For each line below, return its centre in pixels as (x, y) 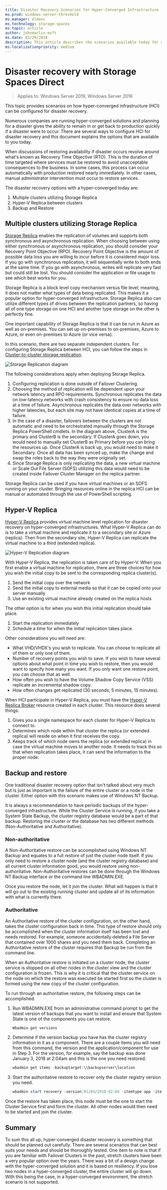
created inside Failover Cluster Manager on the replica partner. (77, 474)
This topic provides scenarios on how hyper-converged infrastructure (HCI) (83, 106)
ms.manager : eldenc (25, 19)
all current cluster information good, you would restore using (67, 866)
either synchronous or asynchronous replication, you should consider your (82, 246)
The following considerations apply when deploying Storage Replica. (75, 374)
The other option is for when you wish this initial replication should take (78, 608)
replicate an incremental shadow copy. (52, 685)
